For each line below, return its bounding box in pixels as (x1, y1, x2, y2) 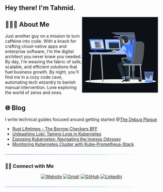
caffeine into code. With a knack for (5, 38, 77, 44)
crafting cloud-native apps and (5, 44, 67, 49)
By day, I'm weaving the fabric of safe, (5, 59, 82, 65)
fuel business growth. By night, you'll (5, 69, 79, 75)
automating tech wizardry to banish (5, 79, 76, 85)
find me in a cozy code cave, (5, 74, 63, 80)
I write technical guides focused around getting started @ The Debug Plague (5, 117, 157, 122)
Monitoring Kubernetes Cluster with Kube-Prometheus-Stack (12, 141, 134, 147)
